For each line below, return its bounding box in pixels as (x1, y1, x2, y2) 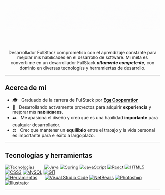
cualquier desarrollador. (12, 122, 60, 128)
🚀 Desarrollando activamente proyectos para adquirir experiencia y (12, 104, 151, 110)
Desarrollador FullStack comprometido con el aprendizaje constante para (8, 49, 157, 55)
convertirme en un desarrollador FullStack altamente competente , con (10, 59, 155, 65)
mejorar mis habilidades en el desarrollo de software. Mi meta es (17, 55, 148, 60)
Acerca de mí (5, 84, 47, 92)
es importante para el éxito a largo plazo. (12, 132, 95, 139)
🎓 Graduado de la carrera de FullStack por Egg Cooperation (12, 97, 139, 103)
